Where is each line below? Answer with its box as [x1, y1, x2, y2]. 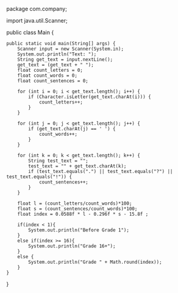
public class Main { [6, 29, 54, 36]
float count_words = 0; [17, 72, 78, 79]
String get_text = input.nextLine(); [17, 57, 113, 63]
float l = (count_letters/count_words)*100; [17, 200, 132, 207]
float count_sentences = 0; [17, 78, 88, 84]
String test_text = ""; [28, 158, 88, 164]
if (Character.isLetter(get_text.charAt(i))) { [28, 94, 151, 100]
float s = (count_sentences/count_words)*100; [17, 206, 138, 212]
